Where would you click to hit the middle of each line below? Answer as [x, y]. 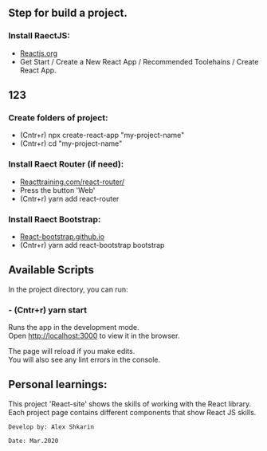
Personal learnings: [58, 384]
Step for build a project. [68, 13]
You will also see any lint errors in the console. [84, 360]
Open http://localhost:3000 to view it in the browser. [94, 336]
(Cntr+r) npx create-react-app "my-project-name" [102, 135]
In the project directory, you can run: [68, 289]
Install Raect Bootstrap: [55, 219]
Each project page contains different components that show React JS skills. [132, 412]
